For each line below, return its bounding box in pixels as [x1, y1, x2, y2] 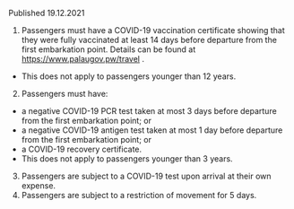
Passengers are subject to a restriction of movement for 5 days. [21, 190, 257, 200]
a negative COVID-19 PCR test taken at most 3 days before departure [21, 106, 277, 116]
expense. [21, 180, 56, 191]
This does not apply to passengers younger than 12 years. [21, 71, 237, 82]
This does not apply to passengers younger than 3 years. [21, 153, 234, 164]
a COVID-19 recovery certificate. [21, 144, 143, 154]
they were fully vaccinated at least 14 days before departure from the [21, 35, 277, 45]
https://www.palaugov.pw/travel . [21, 54, 145, 64]
